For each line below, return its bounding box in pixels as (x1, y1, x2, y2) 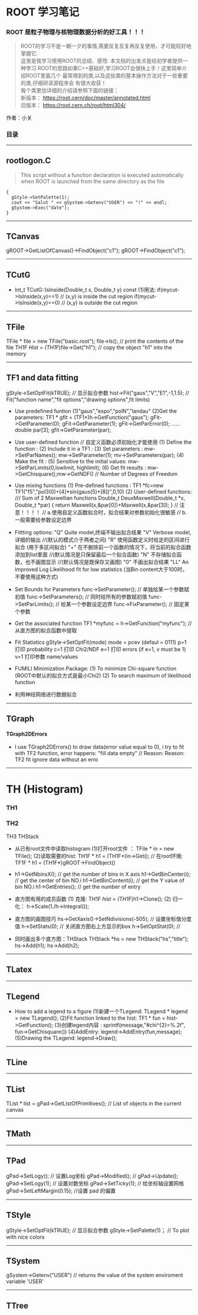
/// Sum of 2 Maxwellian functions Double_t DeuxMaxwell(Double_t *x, (14, 494, 186, 501)
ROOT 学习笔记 (6, 5, 80, 19)
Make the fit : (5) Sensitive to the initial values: (14, 457, 127, 465)
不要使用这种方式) (14, 573, 58, 580)
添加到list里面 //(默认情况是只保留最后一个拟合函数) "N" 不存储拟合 (14, 551, 177, 558)
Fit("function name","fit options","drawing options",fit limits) (6, 396, 150, 403)
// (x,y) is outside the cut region (61, 299, 138, 307)
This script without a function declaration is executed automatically (20, 171, 184, 178)
